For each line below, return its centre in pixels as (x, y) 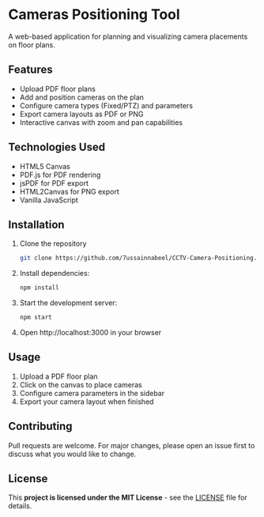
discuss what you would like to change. (72, 454)
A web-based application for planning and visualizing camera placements (128, 36)
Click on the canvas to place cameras (81, 384)
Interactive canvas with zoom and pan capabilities (101, 122)
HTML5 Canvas (45, 166)
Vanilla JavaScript (49, 200)
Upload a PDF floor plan (58, 376)
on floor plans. (32, 44)
